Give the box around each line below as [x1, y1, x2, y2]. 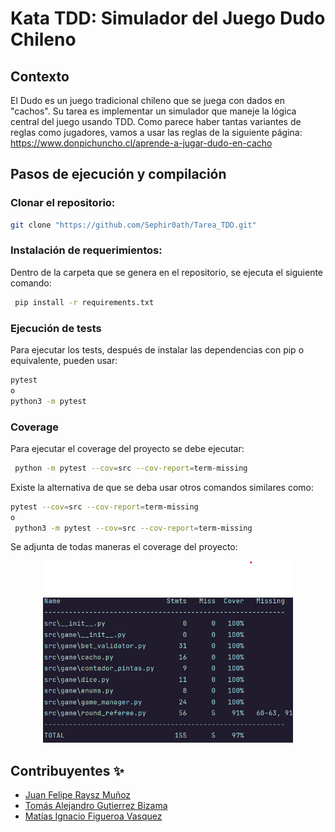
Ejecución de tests [10, 321, 102, 335]
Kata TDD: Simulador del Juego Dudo [10, 7, 326, 30]
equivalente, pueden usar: [10, 355, 118, 367]
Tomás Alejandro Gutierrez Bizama [24, 800, 168, 812]
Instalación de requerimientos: [10, 243, 163, 257]
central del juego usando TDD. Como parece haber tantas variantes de [10, 116, 302, 127]
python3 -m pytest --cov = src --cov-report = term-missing [14, 523, 253, 533]
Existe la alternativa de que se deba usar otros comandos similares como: [10, 481, 315, 493]
